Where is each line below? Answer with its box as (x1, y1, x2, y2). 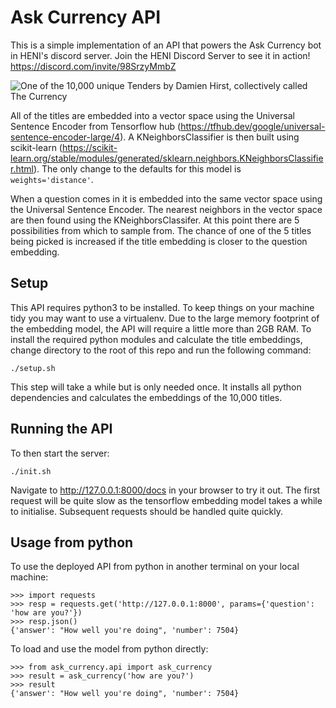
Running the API (10, 421, 113, 438)
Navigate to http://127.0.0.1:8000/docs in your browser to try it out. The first (10, 484, 321, 496)
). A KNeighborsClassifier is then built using (119, 131, 300, 143)
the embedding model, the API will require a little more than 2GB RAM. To (10, 322, 312, 335)
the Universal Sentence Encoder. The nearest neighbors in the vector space (10, 203, 323, 215)
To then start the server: (10, 447, 110, 459)
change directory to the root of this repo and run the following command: (10, 344, 312, 356)
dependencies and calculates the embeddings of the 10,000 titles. (10, 391, 283, 403)
